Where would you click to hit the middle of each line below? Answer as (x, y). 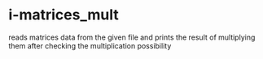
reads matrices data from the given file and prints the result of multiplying (132, 37)
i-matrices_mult (64, 15)
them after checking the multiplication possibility (90, 45)
